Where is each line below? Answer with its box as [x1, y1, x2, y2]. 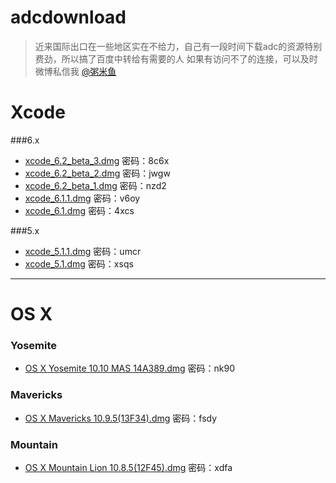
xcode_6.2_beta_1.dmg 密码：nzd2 [24, 179, 167, 191]
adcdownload [10, 6, 127, 29]
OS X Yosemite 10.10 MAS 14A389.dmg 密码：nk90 [24, 362, 236, 375]
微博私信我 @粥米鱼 [34, 65, 117, 77]
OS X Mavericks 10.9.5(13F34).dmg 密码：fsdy [24, 412, 218, 424]
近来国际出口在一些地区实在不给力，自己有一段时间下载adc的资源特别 [34, 40, 323, 52]
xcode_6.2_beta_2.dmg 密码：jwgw [24, 167, 171, 179]
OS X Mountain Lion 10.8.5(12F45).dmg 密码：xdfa [24, 461, 233, 473]
